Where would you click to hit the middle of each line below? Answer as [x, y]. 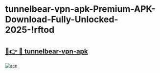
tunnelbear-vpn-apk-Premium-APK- [80, 9]
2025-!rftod [30, 30]
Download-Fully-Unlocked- [62, 19]
